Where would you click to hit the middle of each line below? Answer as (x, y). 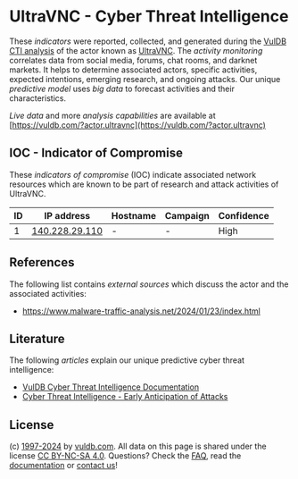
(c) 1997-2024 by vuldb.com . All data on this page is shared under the (138, 446)
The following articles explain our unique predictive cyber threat (127, 360)
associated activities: (48, 293)
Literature (37, 338)
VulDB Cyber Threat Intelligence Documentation (111, 387)
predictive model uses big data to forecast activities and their (122, 88)
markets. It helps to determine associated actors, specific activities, (133, 70)
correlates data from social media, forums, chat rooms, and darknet (133, 60)
